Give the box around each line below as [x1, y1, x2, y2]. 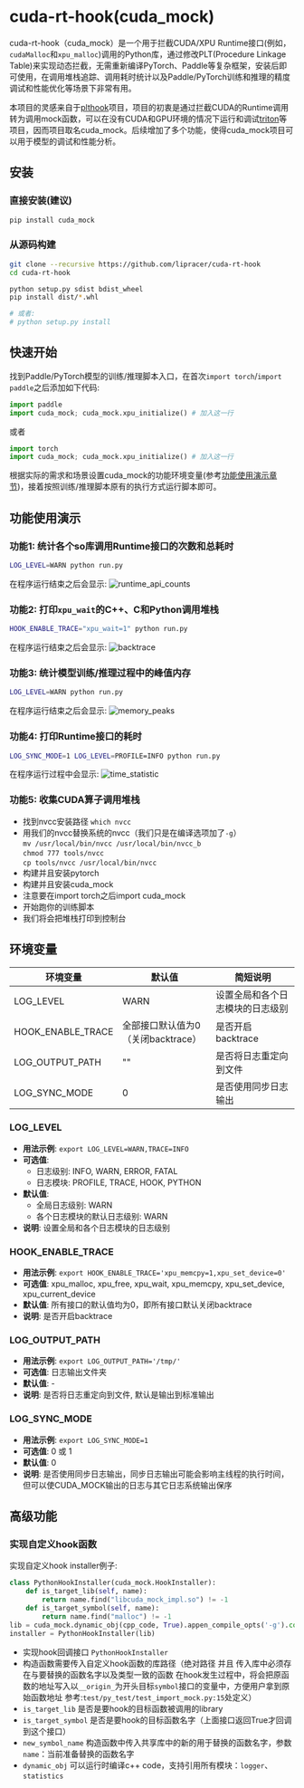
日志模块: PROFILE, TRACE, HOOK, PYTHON [35, 1177, 202, 1188]
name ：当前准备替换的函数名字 [22, 1748, 135, 1759]
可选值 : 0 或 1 [22, 1446, 72, 1457]
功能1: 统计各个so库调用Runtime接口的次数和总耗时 [9, 540, 234, 552]
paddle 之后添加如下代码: [9, 382, 100, 393]
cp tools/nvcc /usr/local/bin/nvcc [22, 858, 157, 867]
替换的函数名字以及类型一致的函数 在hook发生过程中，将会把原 [46, 1668, 282, 1680]
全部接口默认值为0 [121, 1018, 201, 1031]
